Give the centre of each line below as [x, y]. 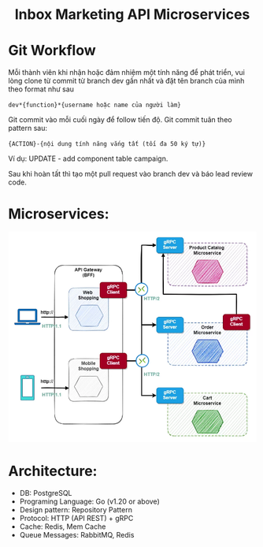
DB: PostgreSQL [46, 493]
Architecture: [53, 471]
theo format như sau [41, 89]
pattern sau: [28, 128]
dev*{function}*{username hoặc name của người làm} [94, 105]
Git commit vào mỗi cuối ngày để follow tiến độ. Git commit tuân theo [120, 120]
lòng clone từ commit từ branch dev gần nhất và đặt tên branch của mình [126, 81]
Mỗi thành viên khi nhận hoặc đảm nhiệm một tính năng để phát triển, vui [127, 73]
